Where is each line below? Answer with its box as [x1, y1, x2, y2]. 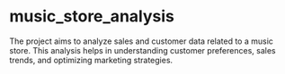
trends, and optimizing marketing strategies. [9, 54, 174, 65]
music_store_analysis [9, 6, 175, 27]
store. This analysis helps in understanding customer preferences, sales [9, 45, 276, 55]
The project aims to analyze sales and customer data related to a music [9, 36, 274, 46]
